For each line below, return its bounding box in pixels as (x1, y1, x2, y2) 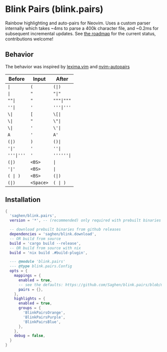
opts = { (9, 268, 28, 274)
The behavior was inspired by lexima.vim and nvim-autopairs (5, 63, 130, 69)
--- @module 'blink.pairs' (9, 259, 66, 264)
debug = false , (14, 333, 46, 339)
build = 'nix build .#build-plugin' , (9, 250, 88, 255)
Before (8, 75, 25, 82)
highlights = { (14, 296, 46, 301)
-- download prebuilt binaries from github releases (9, 227, 121, 232)
